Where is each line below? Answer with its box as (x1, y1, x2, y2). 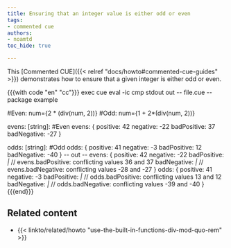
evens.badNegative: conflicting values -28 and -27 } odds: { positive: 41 (7, 166, 213, 173)
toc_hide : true (7, 42, 51, 49)
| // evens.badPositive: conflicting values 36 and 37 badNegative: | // (7, 158, 204, 166)
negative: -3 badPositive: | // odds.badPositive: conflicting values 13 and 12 (7, 172, 222, 181)
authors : (7, 29, 33, 37)
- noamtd (7, 36, 33, 43)
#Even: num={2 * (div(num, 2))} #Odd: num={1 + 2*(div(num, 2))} (7, 109, 196, 117)
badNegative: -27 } (7, 130, 62, 138)
